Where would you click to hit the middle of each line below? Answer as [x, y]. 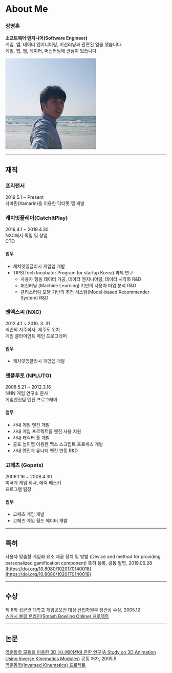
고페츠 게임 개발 [28, 514]
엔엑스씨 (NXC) [24, 312]
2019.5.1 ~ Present [25, 197]
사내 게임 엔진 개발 [31, 425]
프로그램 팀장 [18, 489]
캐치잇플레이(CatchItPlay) [37, 218]
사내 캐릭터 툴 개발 [31, 438]
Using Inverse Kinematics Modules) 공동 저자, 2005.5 [61, 659]
